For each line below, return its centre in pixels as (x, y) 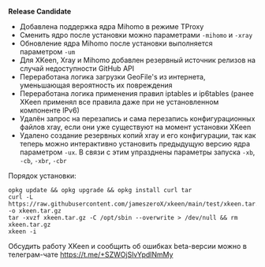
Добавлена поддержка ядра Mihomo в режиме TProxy (112, 26)
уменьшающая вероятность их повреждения (96, 85)
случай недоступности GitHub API (77, 69)
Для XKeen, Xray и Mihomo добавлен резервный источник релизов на (138, 60)
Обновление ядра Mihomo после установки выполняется (116, 43)
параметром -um (47, 52)
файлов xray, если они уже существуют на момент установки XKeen (135, 127)
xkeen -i (22, 232)
